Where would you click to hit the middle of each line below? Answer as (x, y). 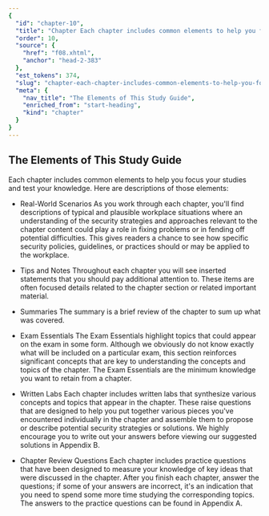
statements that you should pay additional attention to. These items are (137, 278)
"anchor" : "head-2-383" (62, 61)
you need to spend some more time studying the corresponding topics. (137, 494)
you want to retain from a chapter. (76, 378)
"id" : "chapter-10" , (50, 23)
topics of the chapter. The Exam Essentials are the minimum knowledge (138, 369)
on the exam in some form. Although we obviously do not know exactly (137, 344)
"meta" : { (32, 90)
